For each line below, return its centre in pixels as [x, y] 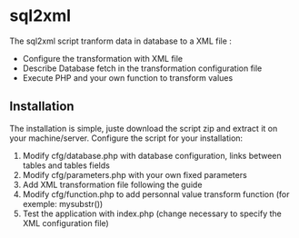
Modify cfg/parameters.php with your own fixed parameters [135, 174]
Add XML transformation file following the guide [112, 184]
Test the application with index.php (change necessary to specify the [152, 213]
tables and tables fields [66, 165]
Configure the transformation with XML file [103, 58]
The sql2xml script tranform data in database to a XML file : [120, 41]
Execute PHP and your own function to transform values [128, 77]
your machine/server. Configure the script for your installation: [126, 138]
